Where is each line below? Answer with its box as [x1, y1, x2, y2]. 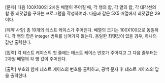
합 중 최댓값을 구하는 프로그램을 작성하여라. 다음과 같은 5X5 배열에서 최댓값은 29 [5, 10, 160, 16]
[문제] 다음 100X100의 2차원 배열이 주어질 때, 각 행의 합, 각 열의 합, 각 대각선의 [5, 4, 157, 10]
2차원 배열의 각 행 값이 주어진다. [5, 56, 67, 61]
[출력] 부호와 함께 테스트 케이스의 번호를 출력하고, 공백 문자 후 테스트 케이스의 [5, 66, 154, 72]
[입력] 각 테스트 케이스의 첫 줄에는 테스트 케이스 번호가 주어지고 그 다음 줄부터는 [5, 50, 158, 55]
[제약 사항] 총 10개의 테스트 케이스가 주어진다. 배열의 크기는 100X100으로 [5, 27, 146, 33]
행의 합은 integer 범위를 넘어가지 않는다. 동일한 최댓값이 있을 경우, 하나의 [16, 33, 157, 39]
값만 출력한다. [5, 39, 32, 45]
